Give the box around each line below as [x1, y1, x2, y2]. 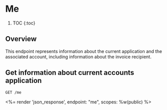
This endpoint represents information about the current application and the [5, 48, 162, 54]
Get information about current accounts [5, 68, 134, 77]
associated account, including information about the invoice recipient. [5, 53, 152, 60]
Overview [5, 35, 37, 43]
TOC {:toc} [12, 20, 36, 26]
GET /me [5, 90, 22, 95]
